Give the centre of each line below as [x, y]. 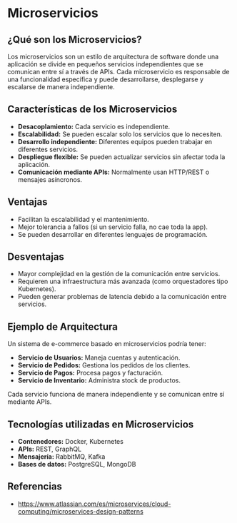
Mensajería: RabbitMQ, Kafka [61, 457]
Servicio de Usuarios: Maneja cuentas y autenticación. [99, 357]
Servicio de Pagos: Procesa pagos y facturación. [90, 373]
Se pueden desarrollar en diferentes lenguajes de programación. [113, 234]
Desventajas [36, 257]
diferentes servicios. [48, 149]
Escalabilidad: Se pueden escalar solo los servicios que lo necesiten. [120, 134]
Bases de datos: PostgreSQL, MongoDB [77, 464]
